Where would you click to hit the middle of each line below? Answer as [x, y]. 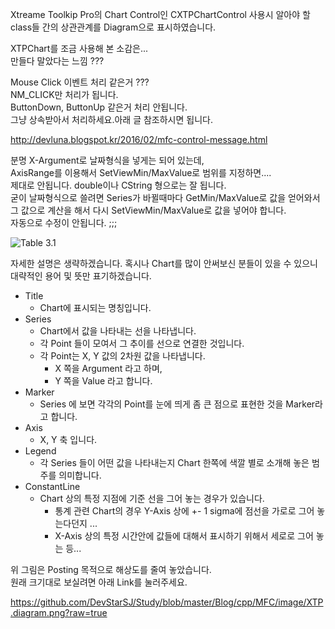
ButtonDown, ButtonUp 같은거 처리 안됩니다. [99, 107]
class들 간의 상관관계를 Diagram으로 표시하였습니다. [113, 27]
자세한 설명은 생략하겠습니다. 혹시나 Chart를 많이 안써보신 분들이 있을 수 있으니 [164, 263]
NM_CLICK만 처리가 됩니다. [64, 94]
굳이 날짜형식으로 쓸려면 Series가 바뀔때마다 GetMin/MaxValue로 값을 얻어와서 [165, 197]
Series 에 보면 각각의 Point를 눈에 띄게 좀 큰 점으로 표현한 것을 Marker [177, 404]
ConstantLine [52, 486]
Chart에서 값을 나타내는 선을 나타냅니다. [118, 331]
